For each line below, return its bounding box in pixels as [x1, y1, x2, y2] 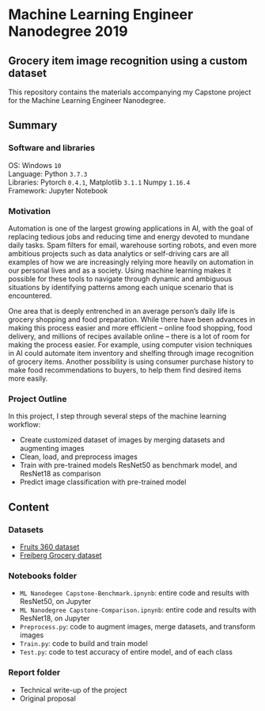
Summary [8, 119, 58, 132]
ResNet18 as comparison [19, 469, 101, 479]
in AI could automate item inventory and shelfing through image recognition [8, 348, 255, 357]
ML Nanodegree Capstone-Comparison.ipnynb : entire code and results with [19, 605, 257, 615]
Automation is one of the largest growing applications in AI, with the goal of [8, 224, 254, 233]
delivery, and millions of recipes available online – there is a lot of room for [8, 331, 251, 341]
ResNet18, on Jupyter [19, 614, 90, 623]
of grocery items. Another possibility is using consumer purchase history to [8, 357, 254, 366]
